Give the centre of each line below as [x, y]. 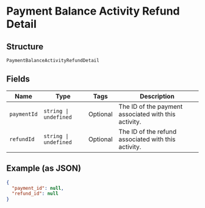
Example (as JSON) [44, 168]
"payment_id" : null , [38, 188]
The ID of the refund [148, 131]
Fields [18, 79]
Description [157, 96]
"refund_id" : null [35, 194]
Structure [25, 47]
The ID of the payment [151, 106]
